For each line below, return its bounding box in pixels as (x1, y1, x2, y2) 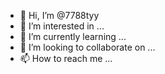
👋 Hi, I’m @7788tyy (19, 10, 100, 21)
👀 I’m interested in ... (19, 20, 105, 32)
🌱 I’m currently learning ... (19, 31, 127, 42)
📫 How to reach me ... (19, 53, 113, 64)
